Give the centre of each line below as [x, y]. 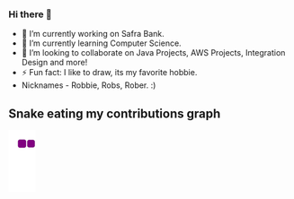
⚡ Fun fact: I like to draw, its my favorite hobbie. [109, 73]
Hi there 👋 [31, 14]
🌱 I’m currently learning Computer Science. [101, 43]
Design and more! [54, 63]
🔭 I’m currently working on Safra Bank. [93, 34]
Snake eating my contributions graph [115, 113]
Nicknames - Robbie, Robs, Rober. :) [89, 85]
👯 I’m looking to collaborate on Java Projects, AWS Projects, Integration [153, 53]
